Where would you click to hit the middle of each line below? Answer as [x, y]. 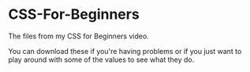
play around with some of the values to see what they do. [101, 59]
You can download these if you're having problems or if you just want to [125, 51]
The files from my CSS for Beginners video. [79, 36]
